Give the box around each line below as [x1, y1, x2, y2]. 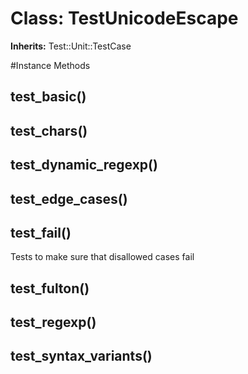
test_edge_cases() [10, 190, 128, 207]
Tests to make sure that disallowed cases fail [10, 251, 195, 263]
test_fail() [10, 224, 72, 241]
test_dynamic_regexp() [10, 157, 158, 174]
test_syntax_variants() [10, 348, 153, 365]
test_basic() [10, 88, 87, 106]
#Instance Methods [10, 59, 91, 71]
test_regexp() [10, 314, 97, 331]
